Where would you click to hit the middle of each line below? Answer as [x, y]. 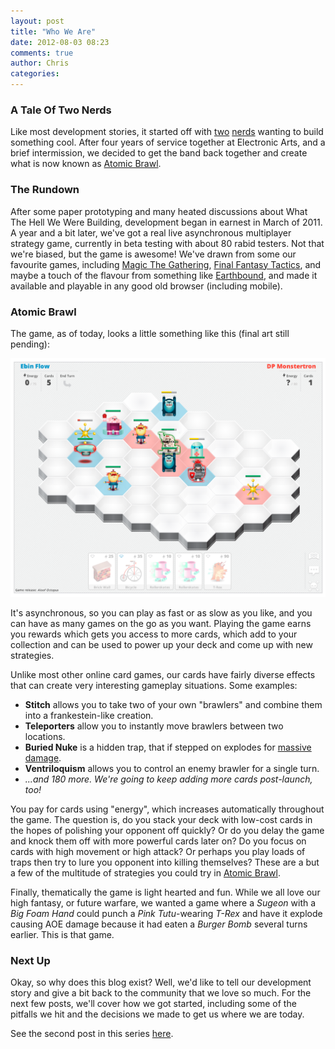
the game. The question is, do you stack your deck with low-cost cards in [161, 819]
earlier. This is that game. [62, 934]
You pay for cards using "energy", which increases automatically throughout [167, 809]
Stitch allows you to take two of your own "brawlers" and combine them [173, 704]
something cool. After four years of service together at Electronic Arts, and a [168, 142]
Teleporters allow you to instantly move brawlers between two [154, 726]
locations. [45, 736]
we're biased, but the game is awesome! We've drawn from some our [153, 254]
